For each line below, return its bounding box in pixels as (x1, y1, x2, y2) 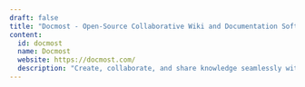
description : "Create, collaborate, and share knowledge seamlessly (17, 64, 282, 73)
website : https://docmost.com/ (17, 55, 136, 64)
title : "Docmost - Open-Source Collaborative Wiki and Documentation (9, 22, 279, 31)
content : (9, 30, 43, 39)
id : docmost (17, 38, 64, 48)
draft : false (9, 13, 59, 23)
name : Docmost (17, 47, 71, 56)
